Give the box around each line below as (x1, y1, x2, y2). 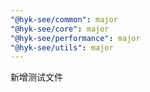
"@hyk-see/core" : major (10, 24, 110, 34)
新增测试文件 (10, 71, 63, 83)
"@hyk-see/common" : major (10, 14, 118, 25)
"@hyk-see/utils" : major (10, 42, 114, 53)
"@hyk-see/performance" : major (10, 33, 141, 43)
